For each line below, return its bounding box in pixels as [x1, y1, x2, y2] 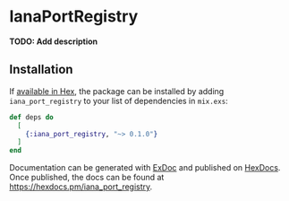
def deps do [9, 112, 54, 122]
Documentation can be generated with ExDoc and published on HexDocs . [9, 162, 281, 173]
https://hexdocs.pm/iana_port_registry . [9, 181, 153, 192]
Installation [9, 62, 73, 77]
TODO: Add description [9, 36, 98, 47]
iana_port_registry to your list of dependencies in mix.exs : [9, 95, 228, 106]
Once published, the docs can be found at [9, 172, 165, 183]
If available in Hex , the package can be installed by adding [9, 85, 225, 96]
